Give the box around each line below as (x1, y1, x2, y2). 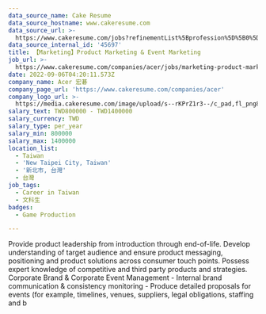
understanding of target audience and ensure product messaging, (8, 247, 223, 258)
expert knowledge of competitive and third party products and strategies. (8, 265, 248, 274)
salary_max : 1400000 (8, 136, 77, 145)
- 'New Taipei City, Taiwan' (15, 159, 112, 167)
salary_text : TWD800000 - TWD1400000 (8, 108, 133, 116)
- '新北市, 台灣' (15, 167, 66, 174)
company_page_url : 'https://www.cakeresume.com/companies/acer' (8, 85, 225, 94)
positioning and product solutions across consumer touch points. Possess (8, 256, 249, 266)
